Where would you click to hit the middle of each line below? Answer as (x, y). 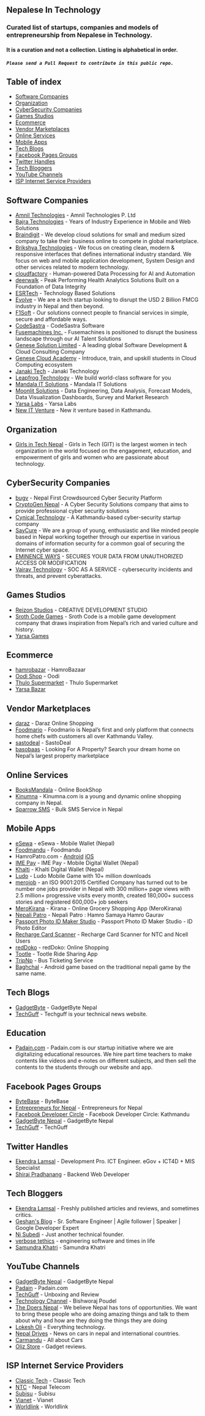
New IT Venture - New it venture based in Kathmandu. (83, 410)
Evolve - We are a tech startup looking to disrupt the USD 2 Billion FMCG (107, 300)
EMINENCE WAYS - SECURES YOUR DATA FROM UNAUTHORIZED (99, 556)
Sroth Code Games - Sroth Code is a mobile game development (95, 616)
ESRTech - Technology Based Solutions (65, 293)
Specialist (28, 1168)
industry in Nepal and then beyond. (59, 306)
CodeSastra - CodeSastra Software (60, 326)
